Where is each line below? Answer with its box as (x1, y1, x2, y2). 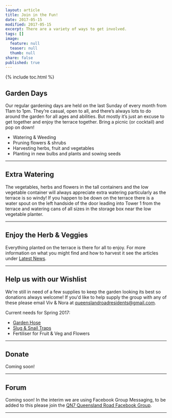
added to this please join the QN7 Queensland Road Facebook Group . (5, 402, 152, 408)
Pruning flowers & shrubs (12, 140, 67, 146)
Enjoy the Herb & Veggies (5, 231, 88, 240)
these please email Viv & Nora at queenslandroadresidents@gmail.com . (5, 300, 156, 306)
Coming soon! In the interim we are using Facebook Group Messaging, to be (5, 397, 166, 403)
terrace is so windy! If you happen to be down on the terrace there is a (5, 194, 154, 201)
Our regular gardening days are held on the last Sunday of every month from (5, 103, 167, 109)
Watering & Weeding (12, 134, 56, 141)
